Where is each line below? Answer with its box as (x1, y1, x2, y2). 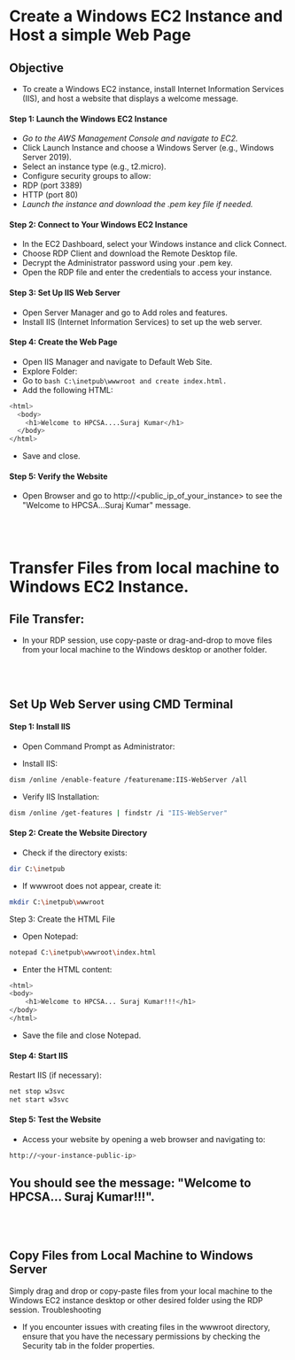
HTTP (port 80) (21, 189, 78, 200)
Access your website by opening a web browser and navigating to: (21, 1134, 266, 1145)
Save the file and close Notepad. (21, 1030, 142, 1040)
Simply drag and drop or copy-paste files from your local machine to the (9, 1286, 273, 1296)
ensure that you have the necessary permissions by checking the (21, 1331, 261, 1341)
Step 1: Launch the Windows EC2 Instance (9, 113, 168, 124)
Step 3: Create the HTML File (9, 914, 115, 924)
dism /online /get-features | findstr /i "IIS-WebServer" (9, 808, 228, 817)
